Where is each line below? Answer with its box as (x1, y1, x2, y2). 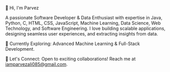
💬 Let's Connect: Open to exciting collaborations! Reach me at (5, 56, 136, 62)
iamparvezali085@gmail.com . (5, 61, 68, 67)
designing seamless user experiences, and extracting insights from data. (5, 31, 158, 37)
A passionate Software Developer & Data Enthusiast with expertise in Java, (5, 15, 162, 20)
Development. (5, 46, 35, 52)
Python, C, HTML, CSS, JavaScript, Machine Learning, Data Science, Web (5, 20, 161, 26)
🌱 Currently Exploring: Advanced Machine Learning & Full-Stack (5, 41, 140, 47)
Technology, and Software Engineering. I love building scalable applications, (5, 25, 166, 31)
